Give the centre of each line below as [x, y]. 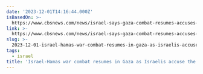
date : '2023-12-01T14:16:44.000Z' [50, 12]
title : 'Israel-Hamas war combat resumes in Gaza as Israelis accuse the [101, 61]
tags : [13, 51]
